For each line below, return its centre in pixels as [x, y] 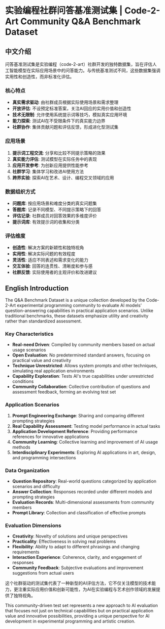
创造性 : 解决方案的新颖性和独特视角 [48, 248]
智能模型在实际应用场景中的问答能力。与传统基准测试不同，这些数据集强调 [85, 70]
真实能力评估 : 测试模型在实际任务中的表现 [54, 159]
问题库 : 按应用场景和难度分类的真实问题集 [54, 203]
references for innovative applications [51, 437]
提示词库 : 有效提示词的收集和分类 [46, 222]
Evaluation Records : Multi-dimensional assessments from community [83, 502]
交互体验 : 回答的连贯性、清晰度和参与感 [52, 266]
